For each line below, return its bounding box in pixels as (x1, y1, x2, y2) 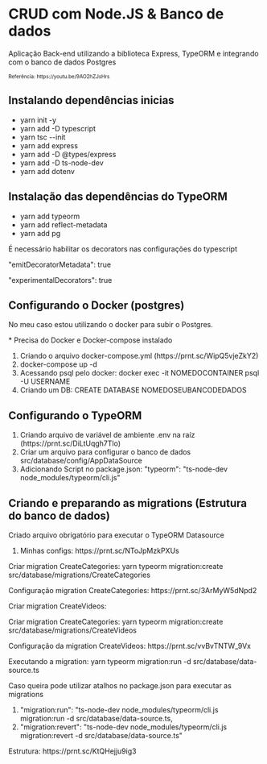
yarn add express (19, 140, 79, 150)
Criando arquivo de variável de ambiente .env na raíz (19, 430, 195, 440)
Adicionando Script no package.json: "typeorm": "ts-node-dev (19, 464, 228, 474)
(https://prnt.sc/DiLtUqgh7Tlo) (19, 438, 121, 448)
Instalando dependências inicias (8, 93, 175, 107)
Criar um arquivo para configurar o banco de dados (19, 447, 191, 457)
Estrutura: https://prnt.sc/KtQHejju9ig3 (8, 746, 137, 756)
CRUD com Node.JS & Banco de (8, 5, 224, 23)
